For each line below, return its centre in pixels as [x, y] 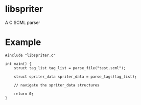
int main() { [18, 64]
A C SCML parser [23, 22]
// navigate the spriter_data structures [57, 85]
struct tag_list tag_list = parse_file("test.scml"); [70, 68]
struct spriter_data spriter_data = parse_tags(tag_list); [75, 77]
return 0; [24, 94]
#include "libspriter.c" [30, 55]
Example [23, 42]
